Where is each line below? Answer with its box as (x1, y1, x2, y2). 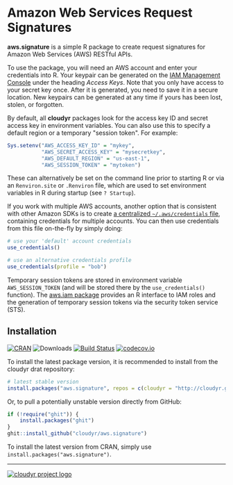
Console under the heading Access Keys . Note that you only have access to (7, 78, 224, 86)
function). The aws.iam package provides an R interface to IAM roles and (7, 290, 216, 299)
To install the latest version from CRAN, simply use (7, 443, 152, 451)
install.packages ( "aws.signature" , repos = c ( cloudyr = (7, 384, 172, 392)
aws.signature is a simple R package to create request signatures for (7, 42, 206, 51)
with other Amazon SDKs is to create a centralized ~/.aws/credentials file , (7, 210, 221, 218)
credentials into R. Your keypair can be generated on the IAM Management (7, 71, 221, 79)
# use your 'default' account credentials (7, 238, 132, 245)
